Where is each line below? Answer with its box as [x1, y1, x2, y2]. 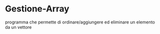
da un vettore [5, 24, 32, 30]
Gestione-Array [5, 3, 70, 14]
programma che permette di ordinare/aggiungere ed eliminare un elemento [5, 19, 156, 25]
